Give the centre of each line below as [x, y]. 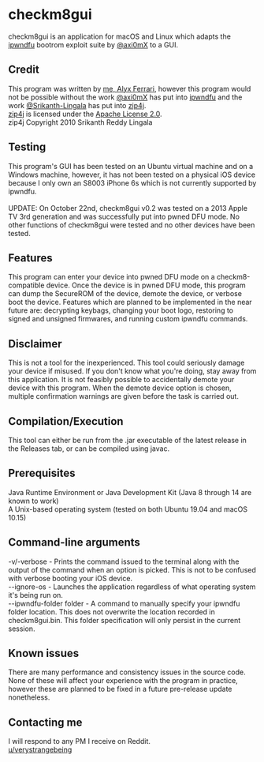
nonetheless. [29, 697]
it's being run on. [35, 595]
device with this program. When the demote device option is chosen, [120, 388]
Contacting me [45, 722]
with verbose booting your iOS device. [70, 578]
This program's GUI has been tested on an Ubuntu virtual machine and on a [131, 166]
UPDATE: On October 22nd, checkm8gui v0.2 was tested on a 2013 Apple [128, 208]
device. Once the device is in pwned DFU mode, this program [146, 285]
